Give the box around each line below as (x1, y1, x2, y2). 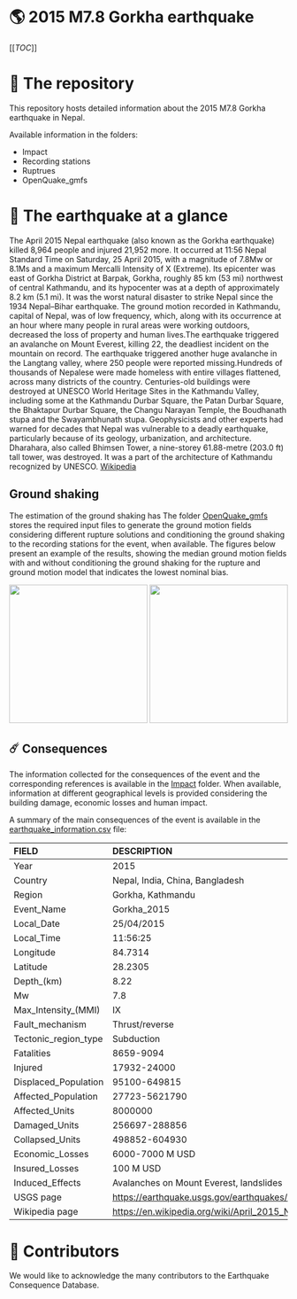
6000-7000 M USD (111, 1148, 196, 1161)
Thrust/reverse (111, 1018, 174, 1031)
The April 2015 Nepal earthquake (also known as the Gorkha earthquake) (9, 235, 276, 245)
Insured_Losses (13, 1163, 80, 1175)
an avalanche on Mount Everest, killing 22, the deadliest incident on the (9, 338, 270, 349)
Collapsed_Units (13, 1133, 81, 1146)
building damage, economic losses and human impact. (9, 797, 208, 808)
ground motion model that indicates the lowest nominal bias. (9, 566, 229, 577)
